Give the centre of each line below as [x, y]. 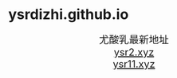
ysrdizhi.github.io [69, 15]
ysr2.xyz [134, 52]
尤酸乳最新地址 [134, 40]
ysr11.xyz [134, 64]
